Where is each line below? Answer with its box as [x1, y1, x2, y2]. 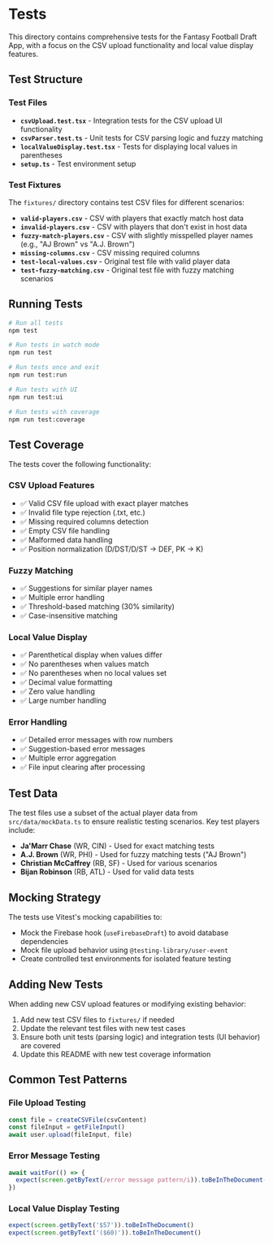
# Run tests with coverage [8, 407, 100, 416]
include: [8, 825, 36, 835]
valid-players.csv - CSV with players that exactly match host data [19, 213, 244, 223]
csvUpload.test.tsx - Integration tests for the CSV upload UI [19, 115, 223, 125]
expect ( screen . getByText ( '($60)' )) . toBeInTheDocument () [8, 1229, 201, 1237]
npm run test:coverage [8, 416, 85, 424]
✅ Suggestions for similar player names [19, 583, 153, 593]
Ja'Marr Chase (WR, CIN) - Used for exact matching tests [19, 841, 215, 851]
